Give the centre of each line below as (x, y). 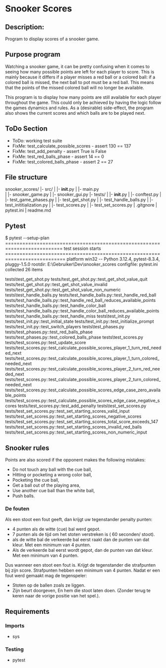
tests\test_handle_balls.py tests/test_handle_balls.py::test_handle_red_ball (81, 295)
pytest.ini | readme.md (28, 210)
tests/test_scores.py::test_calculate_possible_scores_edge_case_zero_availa (83, 390)
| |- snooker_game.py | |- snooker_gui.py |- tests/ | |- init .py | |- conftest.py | (83, 195)
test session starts (83, 248)
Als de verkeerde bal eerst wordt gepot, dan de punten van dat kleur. (83, 550)
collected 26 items (24, 270)
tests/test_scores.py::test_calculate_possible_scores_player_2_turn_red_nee (83, 369)
